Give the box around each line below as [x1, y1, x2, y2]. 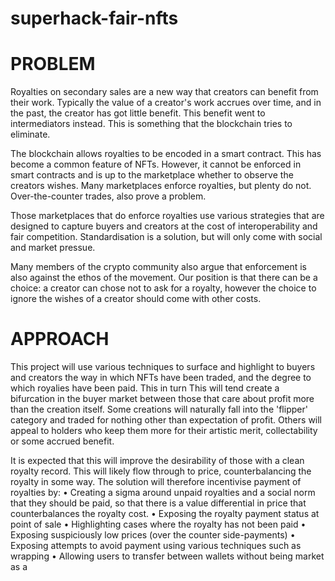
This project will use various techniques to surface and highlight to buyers [10, 361, 316, 373]
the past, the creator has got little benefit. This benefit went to [10, 107, 266, 119]
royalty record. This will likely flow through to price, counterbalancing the [10, 465, 312, 477]
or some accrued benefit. [10, 435, 115, 447]
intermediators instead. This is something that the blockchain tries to [10, 118, 293, 130]
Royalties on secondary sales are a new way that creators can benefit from [10, 86, 319, 98]
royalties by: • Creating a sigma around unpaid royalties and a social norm [10, 487, 316, 499]
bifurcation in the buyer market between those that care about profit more [10, 393, 315, 405]
